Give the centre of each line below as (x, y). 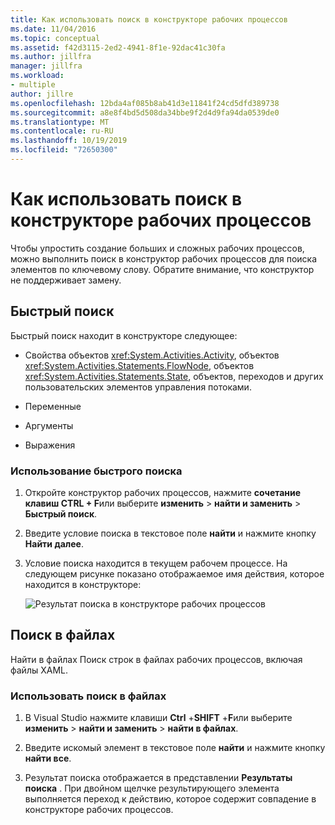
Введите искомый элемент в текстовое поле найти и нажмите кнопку (175, 748)
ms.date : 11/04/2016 (53, 29)
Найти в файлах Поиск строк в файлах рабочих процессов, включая (156, 659)
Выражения (50, 445)
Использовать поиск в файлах (88, 696)
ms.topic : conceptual (55, 38)
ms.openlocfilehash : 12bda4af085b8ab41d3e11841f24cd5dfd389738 (145, 103)
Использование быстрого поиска (96, 471)
